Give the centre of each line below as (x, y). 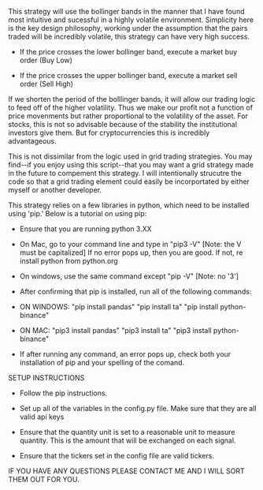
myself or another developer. (55, 190)
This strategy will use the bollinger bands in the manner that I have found (126, 11)
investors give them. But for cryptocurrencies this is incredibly (109, 133)
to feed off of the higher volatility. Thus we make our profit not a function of (131, 107)
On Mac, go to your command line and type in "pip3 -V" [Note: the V (130, 244)
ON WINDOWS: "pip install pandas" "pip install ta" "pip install (119, 307)
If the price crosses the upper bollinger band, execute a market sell (128, 75)
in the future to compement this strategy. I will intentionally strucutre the (125, 173)
